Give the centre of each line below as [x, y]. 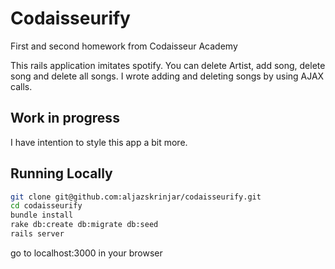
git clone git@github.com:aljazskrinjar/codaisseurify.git [136, 197]
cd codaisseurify [46, 206]
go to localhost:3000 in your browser [86, 253]
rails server [37, 234]
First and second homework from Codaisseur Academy [124, 46]
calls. [21, 86]
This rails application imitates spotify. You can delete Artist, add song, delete [168, 65]
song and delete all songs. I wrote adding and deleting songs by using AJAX [167, 76]
